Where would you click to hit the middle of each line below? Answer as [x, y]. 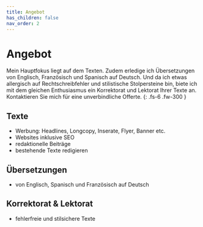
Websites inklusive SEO [45, 137]
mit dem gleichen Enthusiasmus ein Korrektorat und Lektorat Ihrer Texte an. [102, 90]
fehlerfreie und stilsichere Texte [55, 218]
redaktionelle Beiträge [43, 144]
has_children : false [33, 18]
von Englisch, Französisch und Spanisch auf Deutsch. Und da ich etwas [97, 77]
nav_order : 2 [23, 23]
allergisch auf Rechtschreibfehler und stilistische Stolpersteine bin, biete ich [102, 84]
